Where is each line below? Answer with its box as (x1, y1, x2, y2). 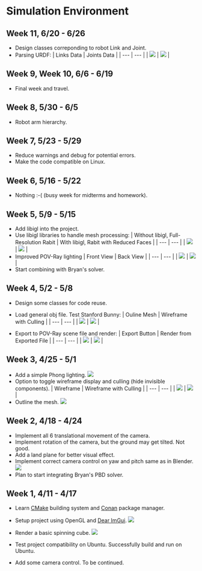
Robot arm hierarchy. (14, 118, 67, 125)
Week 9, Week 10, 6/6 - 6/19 (6, 69, 113, 79)
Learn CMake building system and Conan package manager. (14, 505, 165, 512)
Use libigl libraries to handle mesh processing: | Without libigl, (14, 232, 168, 239)
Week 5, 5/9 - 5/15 (6, 209, 76, 219)
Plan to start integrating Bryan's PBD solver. (14, 471, 124, 478)
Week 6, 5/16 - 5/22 (6, 175, 81, 186)
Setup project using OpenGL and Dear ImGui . (14, 517, 127, 524)
